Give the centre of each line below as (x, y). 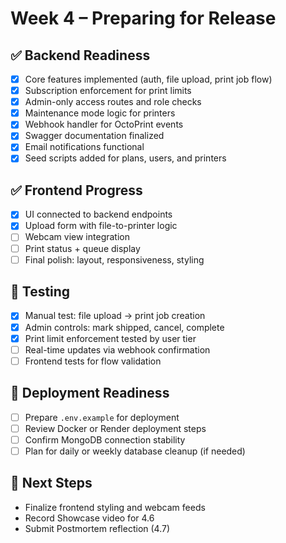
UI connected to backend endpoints (98, 214)
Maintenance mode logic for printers (100, 113)
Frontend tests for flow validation (93, 361)
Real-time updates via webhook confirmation (117, 349)
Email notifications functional (84, 147)
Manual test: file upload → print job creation (115, 316)
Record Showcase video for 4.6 (89, 518)
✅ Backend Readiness (80, 55)
